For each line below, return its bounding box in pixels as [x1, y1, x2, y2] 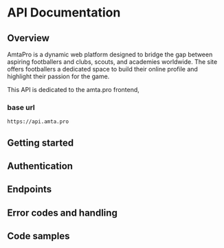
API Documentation [7, 5, 121, 21]
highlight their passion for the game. [7, 72, 110, 80]
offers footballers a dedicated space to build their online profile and [7, 65, 198, 73]
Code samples [7, 230, 70, 242]
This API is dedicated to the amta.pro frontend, [7, 86, 139, 93]
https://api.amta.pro [7, 118, 69, 125]
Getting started [7, 137, 74, 148]
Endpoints [7, 183, 52, 195]
